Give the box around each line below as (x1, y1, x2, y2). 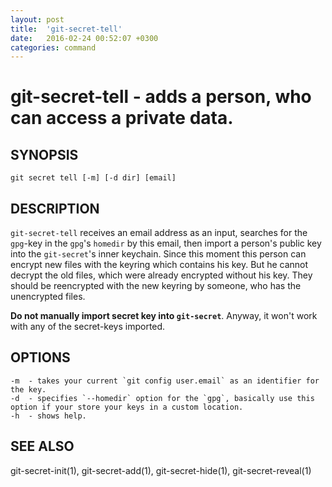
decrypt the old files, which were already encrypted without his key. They (10, 269, 313, 281)
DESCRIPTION (10, 200, 100, 217)
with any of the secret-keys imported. (10, 321, 166, 333)
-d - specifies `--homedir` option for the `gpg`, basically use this (10, 393, 315, 403)
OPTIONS (10, 349, 71, 366)
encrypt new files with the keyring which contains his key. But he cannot (10, 259, 309, 271)
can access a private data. (10, 107, 234, 130)
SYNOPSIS (10, 146, 79, 163)
